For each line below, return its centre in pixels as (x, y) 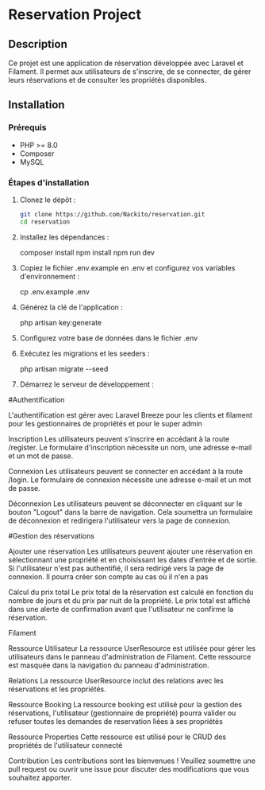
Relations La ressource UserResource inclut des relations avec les (116, 680)
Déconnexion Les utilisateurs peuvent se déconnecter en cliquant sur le (125, 504)
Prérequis (27, 127)
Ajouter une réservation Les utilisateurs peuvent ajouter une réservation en (131, 551)
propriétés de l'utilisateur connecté (65, 745)
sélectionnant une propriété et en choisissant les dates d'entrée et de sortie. (133, 559)
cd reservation (45, 222)
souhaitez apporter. (40, 777)
